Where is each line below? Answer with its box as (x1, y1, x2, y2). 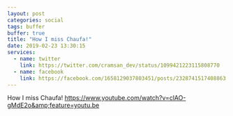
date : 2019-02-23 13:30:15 (7, 42, 86, 49)
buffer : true (7, 29, 45, 37)
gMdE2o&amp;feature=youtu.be (7, 101, 100, 110)
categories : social (7, 17, 64, 24)
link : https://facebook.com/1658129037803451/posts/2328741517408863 (20, 74, 227, 82)
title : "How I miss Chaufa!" (7, 36, 92, 43)
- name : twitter (13, 56, 61, 63)
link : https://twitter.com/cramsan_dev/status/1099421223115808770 (20, 62, 220, 69)
